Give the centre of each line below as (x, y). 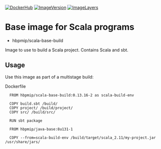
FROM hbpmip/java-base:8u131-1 (41, 129)
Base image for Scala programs (70, 27)
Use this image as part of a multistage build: (49, 77)
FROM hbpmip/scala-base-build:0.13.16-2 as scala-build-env (72, 95)
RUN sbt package (26, 121)
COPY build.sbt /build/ (33, 104)
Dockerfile (15, 86)
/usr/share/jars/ (23, 142)
